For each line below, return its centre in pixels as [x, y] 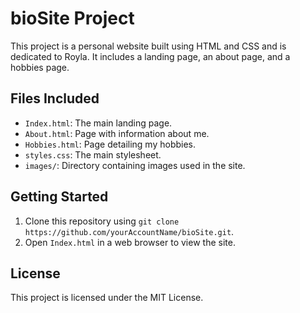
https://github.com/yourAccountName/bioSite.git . [129, 231]
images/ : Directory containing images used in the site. [135, 165]
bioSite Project [72, 18]
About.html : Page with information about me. [117, 133]
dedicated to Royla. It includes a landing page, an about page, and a [150, 56]
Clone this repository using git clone [102, 221]
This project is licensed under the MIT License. [107, 298]
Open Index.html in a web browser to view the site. [130, 242]
